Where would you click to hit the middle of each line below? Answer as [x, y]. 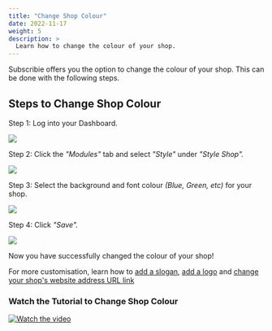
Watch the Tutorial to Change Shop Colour [93, 301]
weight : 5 [25, 31]
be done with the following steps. [64, 78]
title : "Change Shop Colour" [58, 16]
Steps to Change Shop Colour [85, 104]
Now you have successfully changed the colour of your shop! [111, 255]
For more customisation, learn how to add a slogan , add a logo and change [134, 271]
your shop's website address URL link [71, 280]
